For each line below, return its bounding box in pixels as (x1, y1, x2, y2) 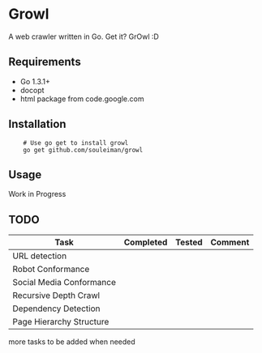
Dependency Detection (12, 303, 101, 314)
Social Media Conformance (12, 277, 116, 288)
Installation (8, 117, 67, 131)
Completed (123, 236, 168, 248)
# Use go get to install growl (23, 138, 129, 147)
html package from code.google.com (19, 94, 144, 104)
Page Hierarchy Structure (12, 317, 110, 328)
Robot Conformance (12, 264, 90, 275)
